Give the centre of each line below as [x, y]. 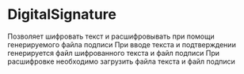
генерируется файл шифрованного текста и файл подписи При [113, 53]
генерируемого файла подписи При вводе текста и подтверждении [122, 44]
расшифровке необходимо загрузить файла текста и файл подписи [121, 61]
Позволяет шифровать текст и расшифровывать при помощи [111, 36]
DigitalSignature [62, 15]
